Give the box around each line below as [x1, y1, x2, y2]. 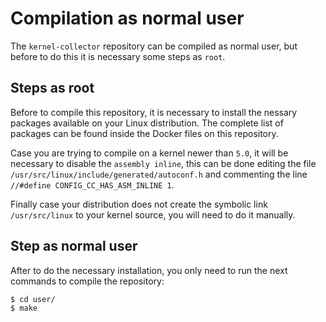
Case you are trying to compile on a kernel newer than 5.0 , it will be [10, 147, 289, 159]
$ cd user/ [10, 294, 56, 304]
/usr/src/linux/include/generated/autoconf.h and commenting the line [10, 168, 308, 180]
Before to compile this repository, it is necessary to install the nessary [10, 106, 298, 118]
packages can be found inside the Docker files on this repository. [10, 127, 279, 139]
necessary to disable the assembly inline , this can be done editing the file [10, 157, 317, 169]
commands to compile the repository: [10, 275, 165, 287]
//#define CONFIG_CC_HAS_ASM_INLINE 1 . [10, 178, 175, 191]
